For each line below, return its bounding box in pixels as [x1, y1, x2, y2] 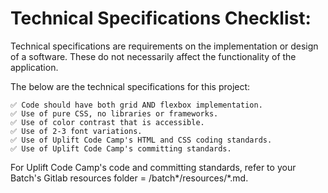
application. [10, 61, 59, 73]
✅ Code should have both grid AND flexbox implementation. [10, 100, 263, 110]
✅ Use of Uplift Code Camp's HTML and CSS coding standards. [10, 135, 273, 145]
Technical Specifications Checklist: [10, 7, 312, 30]
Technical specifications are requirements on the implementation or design [10, 40, 319, 52]
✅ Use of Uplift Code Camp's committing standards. [10, 143, 232, 154]
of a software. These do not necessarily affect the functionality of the [10, 50, 297, 62]
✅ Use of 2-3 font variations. [10, 126, 143, 136]
